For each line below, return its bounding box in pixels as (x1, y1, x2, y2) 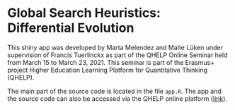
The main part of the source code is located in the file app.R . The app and (7, 87, 222, 95)
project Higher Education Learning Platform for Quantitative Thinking (7, 66, 207, 74)
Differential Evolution (7, 20, 134, 36)
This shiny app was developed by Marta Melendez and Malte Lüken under (7, 43, 223, 51)
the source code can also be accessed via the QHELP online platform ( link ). (7, 94, 228, 103)
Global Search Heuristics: (7, 5, 161, 21)
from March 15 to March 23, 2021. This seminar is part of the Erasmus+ (7, 58, 214, 66)
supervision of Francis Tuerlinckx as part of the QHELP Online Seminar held (7, 51, 228, 59)
